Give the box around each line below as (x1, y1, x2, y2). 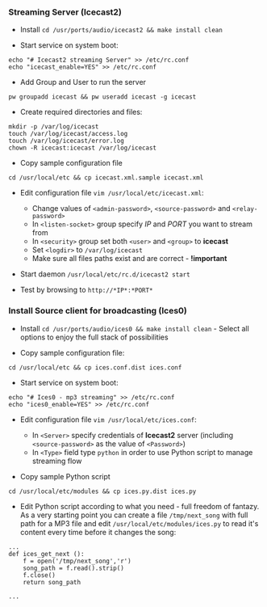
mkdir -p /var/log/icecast (8, 123, 99, 131)
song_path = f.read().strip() (23, 564, 125, 572)
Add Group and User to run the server (19, 78, 147, 87)
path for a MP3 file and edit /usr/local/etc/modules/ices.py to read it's (19, 518, 259, 528)
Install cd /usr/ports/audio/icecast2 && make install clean (19, 25, 223, 35)
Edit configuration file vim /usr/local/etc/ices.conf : (19, 415, 198, 424)
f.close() (23, 571, 56, 580)
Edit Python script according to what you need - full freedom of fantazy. (19, 501, 260, 511)
